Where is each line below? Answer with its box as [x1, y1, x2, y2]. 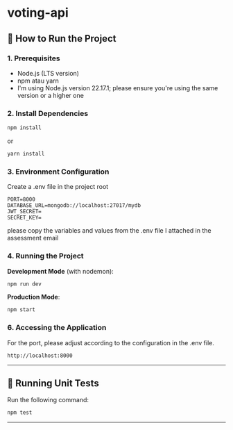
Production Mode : [7, 293, 60, 301]
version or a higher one [17, 91, 85, 99]
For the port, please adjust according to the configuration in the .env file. [7, 338, 215, 347]
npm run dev [7, 280, 42, 288]
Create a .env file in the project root [7, 183, 109, 191]
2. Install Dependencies [7, 108, 89, 118]
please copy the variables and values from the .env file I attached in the [7, 226, 212, 235]
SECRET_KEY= [7, 214, 42, 222]
